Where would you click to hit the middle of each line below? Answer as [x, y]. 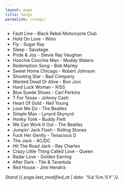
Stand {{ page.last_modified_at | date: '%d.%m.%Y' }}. [62, 177]
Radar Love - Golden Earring [42, 157]
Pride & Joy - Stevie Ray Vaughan [47, 55]
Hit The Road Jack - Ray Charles [46, 146]
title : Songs [19, 15]
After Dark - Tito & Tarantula [42, 162]
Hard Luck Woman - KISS [39, 87]
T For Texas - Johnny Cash [40, 98]
